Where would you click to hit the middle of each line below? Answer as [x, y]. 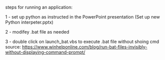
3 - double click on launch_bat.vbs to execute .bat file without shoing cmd [82, 41]
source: [13, 47]
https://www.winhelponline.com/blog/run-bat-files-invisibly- [85, 47]
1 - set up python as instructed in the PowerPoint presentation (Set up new [82, 17]
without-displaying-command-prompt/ [45, 52]
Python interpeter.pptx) [30, 22]
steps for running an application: [39, 7]
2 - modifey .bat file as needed [37, 32]
